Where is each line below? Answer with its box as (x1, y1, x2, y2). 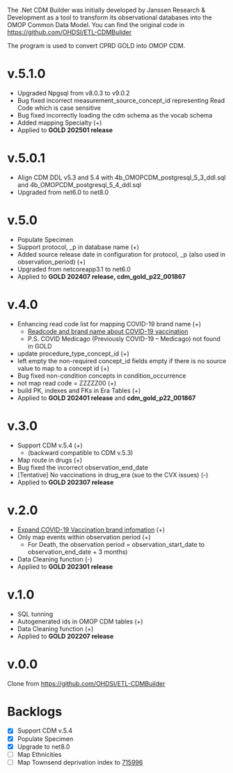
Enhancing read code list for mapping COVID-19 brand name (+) (17, 319, 202, 328)
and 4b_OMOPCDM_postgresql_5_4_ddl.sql (17, 180, 141, 189)
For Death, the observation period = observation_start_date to (27, 540, 205, 548)
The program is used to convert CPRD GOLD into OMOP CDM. (7, 42, 186, 49)
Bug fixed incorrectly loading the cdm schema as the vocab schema (17, 111, 213, 119)
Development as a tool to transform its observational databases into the (7, 13, 212, 22)
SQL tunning (17, 609, 54, 618)
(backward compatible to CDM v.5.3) (27, 448, 134, 456)
